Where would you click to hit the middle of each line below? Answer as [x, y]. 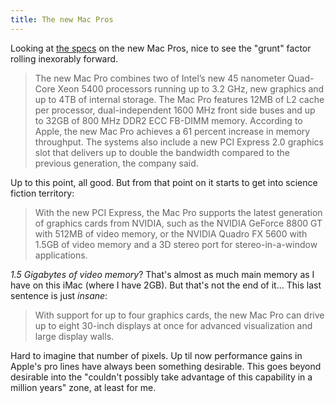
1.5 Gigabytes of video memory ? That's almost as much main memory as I [162, 274]
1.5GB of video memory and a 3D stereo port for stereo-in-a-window [176, 244]
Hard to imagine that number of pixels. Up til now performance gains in [156, 355]
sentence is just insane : [59, 295]
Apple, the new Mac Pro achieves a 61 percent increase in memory [172, 131]
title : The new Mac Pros [62, 19]
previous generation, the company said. [116, 163]
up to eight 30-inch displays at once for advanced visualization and [173, 325]
